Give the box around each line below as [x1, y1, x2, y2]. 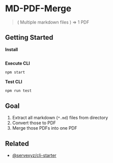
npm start [5, 70, 26, 75]
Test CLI [5, 79, 23, 84]
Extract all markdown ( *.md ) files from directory [12, 115, 108, 121]
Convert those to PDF [12, 120, 56, 126]
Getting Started [5, 33, 54, 42]
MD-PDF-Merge [5, 3, 72, 14]
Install [5, 46, 18, 52]
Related [5, 139, 29, 148]
